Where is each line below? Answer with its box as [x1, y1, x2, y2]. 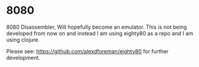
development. [6, 54, 40, 61]
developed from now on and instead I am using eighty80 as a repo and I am [6, 29, 194, 36]
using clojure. [6, 36, 40, 43]
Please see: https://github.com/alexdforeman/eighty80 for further [6, 47, 169, 54]
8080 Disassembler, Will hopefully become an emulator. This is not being [6, 23, 188, 31]
